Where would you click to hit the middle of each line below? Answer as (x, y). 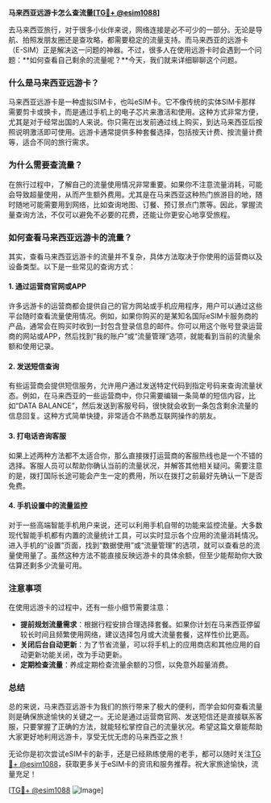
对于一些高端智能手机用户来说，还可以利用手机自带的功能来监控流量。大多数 (135, 525)
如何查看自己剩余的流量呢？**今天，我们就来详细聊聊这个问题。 (135, 60)
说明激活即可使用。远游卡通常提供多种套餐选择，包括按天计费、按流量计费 (139, 132)
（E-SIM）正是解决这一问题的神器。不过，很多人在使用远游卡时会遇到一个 (132, 50)
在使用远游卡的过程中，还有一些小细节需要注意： (90, 607)
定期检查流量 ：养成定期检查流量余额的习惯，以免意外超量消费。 (126, 665)
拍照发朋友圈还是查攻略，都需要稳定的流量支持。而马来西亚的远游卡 (135, 40)
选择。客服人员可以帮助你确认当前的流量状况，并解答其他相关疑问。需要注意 (135, 465)
